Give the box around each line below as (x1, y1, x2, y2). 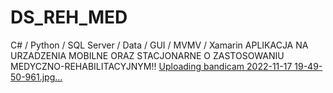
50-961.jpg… (10, 71, 63, 83)
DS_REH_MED (10, 6, 128, 29)
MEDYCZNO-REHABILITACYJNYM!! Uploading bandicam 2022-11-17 (10, 60, 293, 72)
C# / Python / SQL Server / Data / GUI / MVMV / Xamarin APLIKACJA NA (10, 39, 309, 51)
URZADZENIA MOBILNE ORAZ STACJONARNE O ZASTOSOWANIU (10, 49, 285, 61)
